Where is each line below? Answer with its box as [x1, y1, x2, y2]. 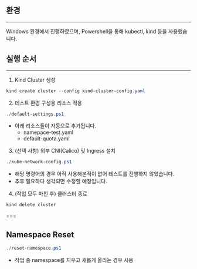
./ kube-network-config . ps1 [6, 159, 72, 165]
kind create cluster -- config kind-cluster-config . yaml [6, 88, 145, 94]
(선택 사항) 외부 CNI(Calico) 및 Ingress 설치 [14, 147, 116, 154]
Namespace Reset [6, 230, 74, 240]
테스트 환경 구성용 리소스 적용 [14, 99, 82, 106]
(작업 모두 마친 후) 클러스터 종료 [14, 190, 88, 197]
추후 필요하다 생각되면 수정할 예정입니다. [14, 178, 107, 185]
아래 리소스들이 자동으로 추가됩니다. [14, 122, 97, 129]
